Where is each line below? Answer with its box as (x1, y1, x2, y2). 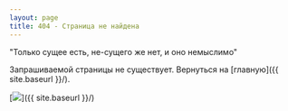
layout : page (9, 13, 59, 23)
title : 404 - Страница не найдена (9, 22, 140, 31)
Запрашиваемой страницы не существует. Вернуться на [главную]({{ (9, 64, 279, 75)
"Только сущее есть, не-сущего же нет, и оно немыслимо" (9, 46, 238, 57)
